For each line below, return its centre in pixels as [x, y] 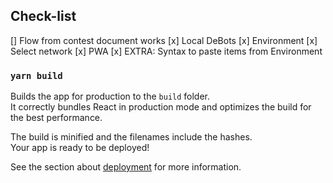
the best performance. [56, 118]
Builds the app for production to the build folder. [110, 96]
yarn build [36, 75]
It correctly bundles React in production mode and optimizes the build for [161, 107]
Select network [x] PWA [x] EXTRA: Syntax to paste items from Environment [166, 51]
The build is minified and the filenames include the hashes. [131, 137]
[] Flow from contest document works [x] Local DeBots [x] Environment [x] [164, 40]
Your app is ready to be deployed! [80, 148]
